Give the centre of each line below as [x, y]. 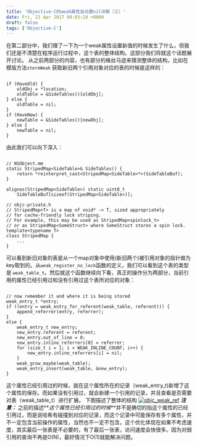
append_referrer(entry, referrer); [60, 312]
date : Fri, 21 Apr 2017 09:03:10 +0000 [55, 17]
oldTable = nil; [37, 105]
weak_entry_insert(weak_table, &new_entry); [72, 369]
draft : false [22, 22]
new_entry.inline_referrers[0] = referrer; [71, 343]
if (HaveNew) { [25, 115]
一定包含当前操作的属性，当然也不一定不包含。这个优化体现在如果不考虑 [99, 422]
